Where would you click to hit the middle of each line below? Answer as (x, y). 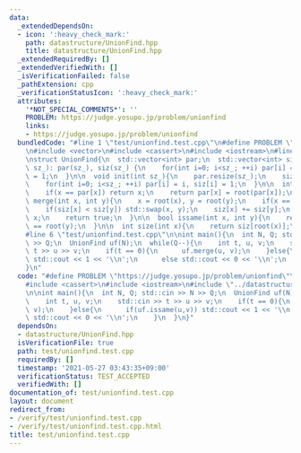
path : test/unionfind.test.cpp (76, 351)
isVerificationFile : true (66, 343)
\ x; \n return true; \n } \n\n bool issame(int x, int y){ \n (148, 218)
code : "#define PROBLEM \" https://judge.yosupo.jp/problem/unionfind (150, 276)
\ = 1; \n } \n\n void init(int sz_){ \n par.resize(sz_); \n (146, 176)
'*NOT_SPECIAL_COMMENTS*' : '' (82, 109)
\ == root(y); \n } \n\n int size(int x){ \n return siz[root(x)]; (158, 226)
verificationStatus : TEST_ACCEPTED (84, 376)
